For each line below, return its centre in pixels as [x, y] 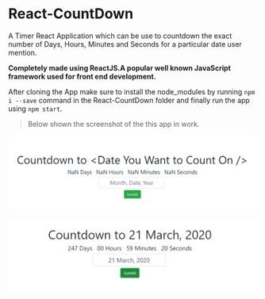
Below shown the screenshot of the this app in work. [113, 124]
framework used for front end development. [82, 76]
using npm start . [35, 109]
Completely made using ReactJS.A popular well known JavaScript [120, 67]
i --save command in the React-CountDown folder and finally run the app [129, 100]
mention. [23, 52]
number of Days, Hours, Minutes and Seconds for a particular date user [125, 44]
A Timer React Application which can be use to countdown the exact [120, 36]
